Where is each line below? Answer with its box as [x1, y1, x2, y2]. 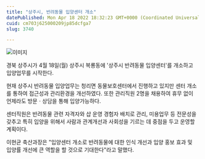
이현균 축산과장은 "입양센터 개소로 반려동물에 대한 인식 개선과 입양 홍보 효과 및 [6, 138, 193, 146]
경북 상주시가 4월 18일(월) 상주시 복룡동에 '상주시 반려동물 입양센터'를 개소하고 [6, 62, 193, 69]
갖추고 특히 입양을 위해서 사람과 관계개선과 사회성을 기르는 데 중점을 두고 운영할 [6, 118, 195, 125]
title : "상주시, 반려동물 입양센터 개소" [6, 9, 96, 15]
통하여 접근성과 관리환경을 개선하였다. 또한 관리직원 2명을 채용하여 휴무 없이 [12, 90, 193, 97]
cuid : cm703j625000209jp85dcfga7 [6, 20, 92, 26]
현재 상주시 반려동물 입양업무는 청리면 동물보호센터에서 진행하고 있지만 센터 [6, 82, 186, 90]
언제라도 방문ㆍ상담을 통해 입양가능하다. [6, 97, 101, 105]
